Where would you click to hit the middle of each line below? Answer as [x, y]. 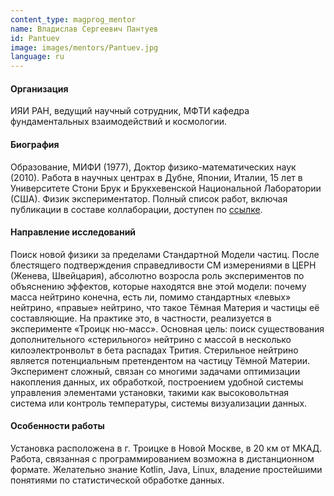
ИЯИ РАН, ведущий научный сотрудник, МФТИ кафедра [130, 111]
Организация [39, 88]
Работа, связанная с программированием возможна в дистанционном [162, 458]
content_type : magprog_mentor [73, 19]
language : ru [37, 57]
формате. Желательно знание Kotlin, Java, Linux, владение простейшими [166, 469]
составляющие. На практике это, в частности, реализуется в [141, 318]
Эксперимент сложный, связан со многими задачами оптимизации [155, 371]
